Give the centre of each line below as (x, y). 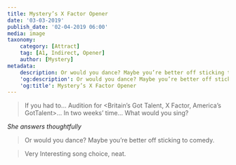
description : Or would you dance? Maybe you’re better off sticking (122, 72)
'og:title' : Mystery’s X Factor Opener (78, 86)
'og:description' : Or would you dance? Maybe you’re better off (116, 79)
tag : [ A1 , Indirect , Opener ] (63, 53)
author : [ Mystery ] (47, 60)
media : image (26, 33)
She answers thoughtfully (45, 126)
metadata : (22, 66)
